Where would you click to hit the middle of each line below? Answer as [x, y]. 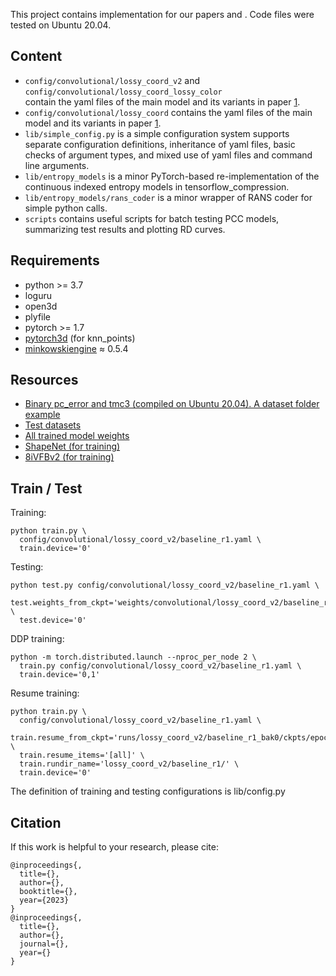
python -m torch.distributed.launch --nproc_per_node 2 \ [133, 657]
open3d [41, 306]
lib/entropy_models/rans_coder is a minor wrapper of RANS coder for [168, 197]
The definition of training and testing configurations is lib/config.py [148, 791]
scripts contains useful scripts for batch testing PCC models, [152, 218]
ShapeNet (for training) [72, 446]
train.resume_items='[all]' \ [82, 755]
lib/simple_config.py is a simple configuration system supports [157, 133]
